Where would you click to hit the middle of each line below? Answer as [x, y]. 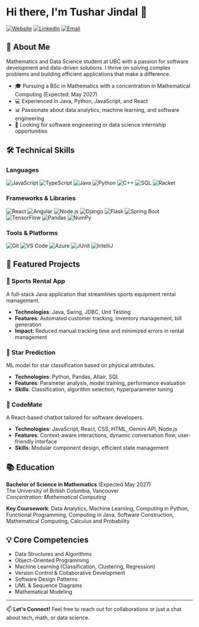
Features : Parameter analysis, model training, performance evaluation [100, 383]
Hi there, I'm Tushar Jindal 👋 [77, 12]
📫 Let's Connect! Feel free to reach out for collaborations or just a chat [94, 609]
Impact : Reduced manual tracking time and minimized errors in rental [99, 330]
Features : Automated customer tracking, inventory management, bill [98, 318]
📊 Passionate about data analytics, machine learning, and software [97, 110]
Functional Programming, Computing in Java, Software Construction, [90, 515]
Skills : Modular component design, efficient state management [92, 448]
